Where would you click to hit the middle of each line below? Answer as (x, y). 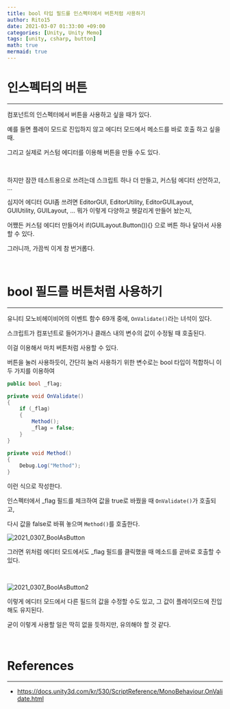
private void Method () (39, 453)
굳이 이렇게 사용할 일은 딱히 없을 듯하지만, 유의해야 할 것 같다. (89, 625)
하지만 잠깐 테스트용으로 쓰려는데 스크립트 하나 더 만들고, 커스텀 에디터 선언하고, (114, 180)
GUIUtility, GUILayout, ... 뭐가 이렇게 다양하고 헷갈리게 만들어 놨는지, (100, 211)
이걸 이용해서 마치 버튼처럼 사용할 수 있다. (63, 348)
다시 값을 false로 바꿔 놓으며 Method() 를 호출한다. (74, 524)
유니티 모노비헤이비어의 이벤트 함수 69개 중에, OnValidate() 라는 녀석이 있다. (110, 318)
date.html (30, 699)
